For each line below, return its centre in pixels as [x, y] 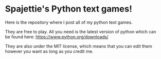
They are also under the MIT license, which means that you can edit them [79, 46]
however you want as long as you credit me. [49, 51]
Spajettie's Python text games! [69, 9]
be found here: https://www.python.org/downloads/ [57, 37]
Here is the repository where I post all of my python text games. [69, 22]
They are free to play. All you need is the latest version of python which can [81, 31]
